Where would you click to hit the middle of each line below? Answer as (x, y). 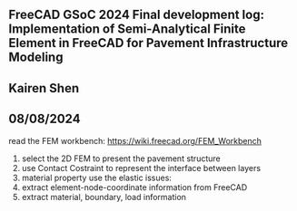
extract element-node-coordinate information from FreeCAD (134, 187)
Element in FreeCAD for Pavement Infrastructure (148, 43)
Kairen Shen (44, 88)
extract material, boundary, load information (104, 197)
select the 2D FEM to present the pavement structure (121, 158)
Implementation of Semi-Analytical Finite (127, 29)
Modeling (36, 58)
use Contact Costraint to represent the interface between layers (141, 168)
